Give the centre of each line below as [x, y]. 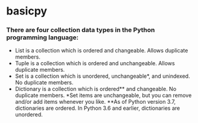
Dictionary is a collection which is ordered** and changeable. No [96, 89]
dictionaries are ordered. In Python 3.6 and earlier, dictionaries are [97, 108]
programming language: [43, 37]
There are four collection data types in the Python [81, 30]
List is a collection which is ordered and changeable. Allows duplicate [101, 51]
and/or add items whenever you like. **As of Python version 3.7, [95, 102]
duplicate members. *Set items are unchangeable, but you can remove [103, 95]
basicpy [27, 11]
